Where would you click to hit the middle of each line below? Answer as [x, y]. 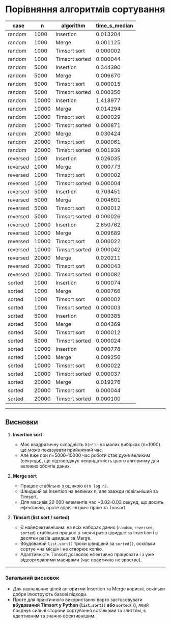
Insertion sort [27, 434]
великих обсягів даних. [46, 466]
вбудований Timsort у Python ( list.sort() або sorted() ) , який [81, 605]
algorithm [73, 25]
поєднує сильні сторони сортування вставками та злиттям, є [79, 611]
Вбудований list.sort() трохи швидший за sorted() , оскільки [88, 543]
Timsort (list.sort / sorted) [41, 517]
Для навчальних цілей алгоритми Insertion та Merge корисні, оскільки [89, 589]
